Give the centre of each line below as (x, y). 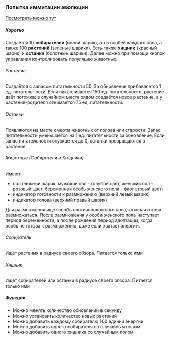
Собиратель (19, 237)
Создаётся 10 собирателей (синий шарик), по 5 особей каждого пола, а (84, 43)
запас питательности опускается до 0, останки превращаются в (75, 140)
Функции (15, 297)
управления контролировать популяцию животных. (61, 59)
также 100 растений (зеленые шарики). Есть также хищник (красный (81, 48)
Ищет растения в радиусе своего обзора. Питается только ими (74, 253)
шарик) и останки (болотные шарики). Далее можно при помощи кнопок (85, 53)
